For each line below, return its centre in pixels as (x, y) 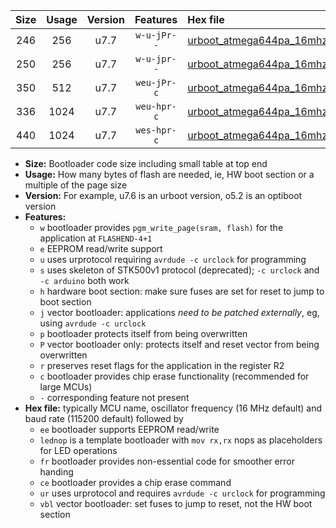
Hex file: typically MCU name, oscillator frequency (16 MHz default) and (173, 408)
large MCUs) (66, 387)
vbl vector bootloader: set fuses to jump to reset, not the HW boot (176, 503)
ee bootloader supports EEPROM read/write (129, 429)
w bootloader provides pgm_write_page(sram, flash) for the (161, 227)
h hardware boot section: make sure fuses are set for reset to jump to (182, 291)
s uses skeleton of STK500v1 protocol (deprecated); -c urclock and (179, 270)
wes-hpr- (156, 130)
